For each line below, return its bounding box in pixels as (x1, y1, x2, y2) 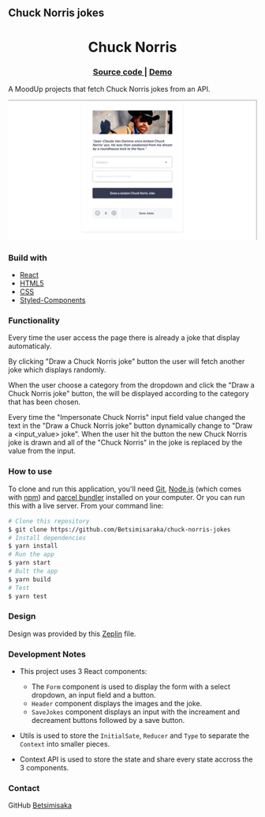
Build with (8, 252, 47, 263)
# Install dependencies (8, 534, 87, 542)
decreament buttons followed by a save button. (31, 716, 185, 725)
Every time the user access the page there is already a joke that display (8, 333, 241, 342)
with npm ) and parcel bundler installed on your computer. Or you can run (8, 492, 245, 501)
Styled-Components (19, 296, 86, 305)
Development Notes (8, 649, 87, 660)
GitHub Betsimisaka (8, 800, 73, 810)
